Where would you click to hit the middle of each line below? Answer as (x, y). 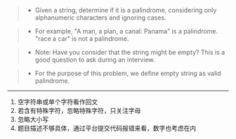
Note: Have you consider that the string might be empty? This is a (130, 52)
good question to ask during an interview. (95, 60)
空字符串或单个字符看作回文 (58, 102)
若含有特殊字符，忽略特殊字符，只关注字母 (79, 111)
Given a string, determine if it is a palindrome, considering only (126, 10)
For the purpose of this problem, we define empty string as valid (128, 73)
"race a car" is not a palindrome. (82, 39)
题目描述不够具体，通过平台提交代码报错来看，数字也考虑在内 (107, 128)
